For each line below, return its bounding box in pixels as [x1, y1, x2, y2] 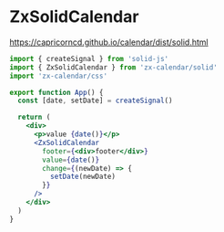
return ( [17, 112, 51, 122]
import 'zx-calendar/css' [9, 71, 107, 80]
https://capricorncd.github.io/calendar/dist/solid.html [9, 37, 209, 47]
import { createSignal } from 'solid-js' [9, 54, 169, 63]
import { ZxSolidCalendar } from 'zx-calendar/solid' [9, 62, 219, 72]
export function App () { [9, 88, 104, 97]
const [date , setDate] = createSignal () [17, 96, 173, 106]
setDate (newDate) [49, 172, 117, 182]
